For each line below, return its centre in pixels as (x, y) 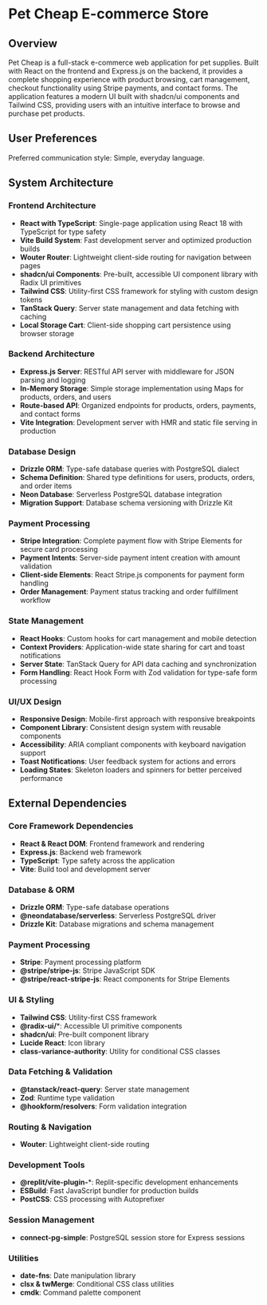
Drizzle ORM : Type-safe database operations (94, 906)
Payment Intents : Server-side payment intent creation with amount (130, 558)
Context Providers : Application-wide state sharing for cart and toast (132, 647)
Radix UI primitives (51, 282)
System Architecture (61, 183)
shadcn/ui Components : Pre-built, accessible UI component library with (139, 274)
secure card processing (59, 549)
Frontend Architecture (52, 206)
